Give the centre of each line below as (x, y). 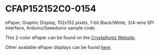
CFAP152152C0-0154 (51, 9)
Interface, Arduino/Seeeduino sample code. (50, 27)
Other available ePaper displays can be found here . (59, 47)
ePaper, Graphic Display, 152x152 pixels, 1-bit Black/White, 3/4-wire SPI (80, 22)
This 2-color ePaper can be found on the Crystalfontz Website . (71, 37)
